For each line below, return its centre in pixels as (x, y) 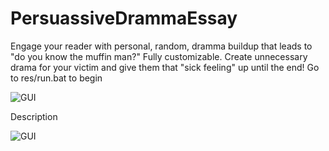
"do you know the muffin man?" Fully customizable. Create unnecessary (159, 56)
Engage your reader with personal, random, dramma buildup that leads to (161, 46)
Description (34, 116)
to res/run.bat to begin (56, 78)
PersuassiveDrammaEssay (124, 18)
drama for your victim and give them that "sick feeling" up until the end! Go (165, 67)
